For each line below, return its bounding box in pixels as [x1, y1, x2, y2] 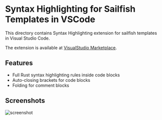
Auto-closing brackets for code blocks [12, 77, 91, 83]
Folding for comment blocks [12, 82, 69, 88]
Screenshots [5, 96, 45, 105]
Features [5, 59, 33, 67]
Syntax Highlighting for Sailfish [5, 3, 136, 15]
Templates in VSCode [5, 14, 96, 25]
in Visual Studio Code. [5, 35, 50, 41]
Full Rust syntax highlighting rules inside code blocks [12, 72, 120, 78]
